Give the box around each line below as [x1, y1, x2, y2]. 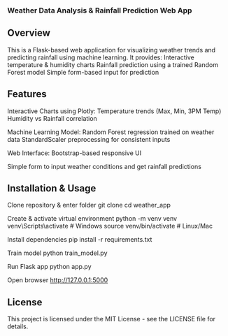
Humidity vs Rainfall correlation [7, 114, 98, 122]
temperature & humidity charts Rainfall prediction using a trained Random [7, 60, 219, 68]
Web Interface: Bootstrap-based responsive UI [7, 149, 142, 157]
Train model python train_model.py [7, 249, 108, 257]
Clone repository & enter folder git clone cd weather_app [7, 201, 171, 210]
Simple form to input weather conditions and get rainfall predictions [7, 162, 201, 170]
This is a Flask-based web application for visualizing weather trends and [7, 45, 215, 54]
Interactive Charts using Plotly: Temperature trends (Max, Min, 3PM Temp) [7, 107, 222, 115]
